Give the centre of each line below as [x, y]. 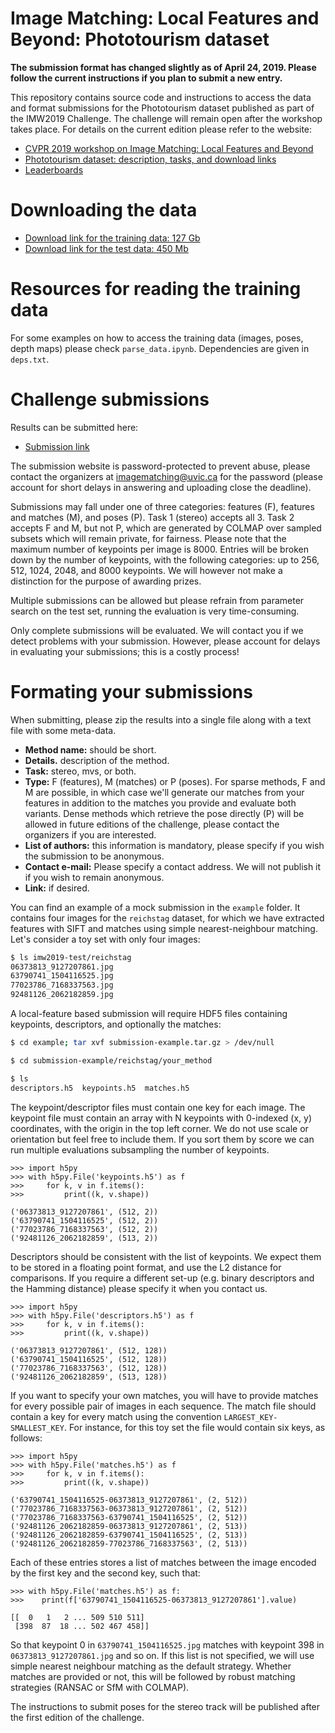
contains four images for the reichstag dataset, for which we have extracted [167, 918]
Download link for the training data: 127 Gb [112, 238]
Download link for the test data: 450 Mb [106, 248]
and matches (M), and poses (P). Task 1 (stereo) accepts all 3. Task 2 [152, 517]
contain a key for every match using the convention [116, 1416]
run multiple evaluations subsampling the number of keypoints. [140, 1149]
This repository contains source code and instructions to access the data [161, 97]
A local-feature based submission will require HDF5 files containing [149, 1014]
